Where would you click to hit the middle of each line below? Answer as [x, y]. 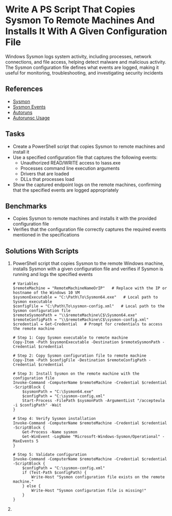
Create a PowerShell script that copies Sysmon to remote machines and [89, 146]
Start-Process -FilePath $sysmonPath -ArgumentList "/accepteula [94, 401]
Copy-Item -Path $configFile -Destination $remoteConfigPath [80, 360]
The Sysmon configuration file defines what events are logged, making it [82, 67]
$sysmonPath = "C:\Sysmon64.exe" [58, 392]
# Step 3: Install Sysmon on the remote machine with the [76, 374]
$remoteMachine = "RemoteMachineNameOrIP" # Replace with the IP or [90, 288]
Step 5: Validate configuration [52, 455]
